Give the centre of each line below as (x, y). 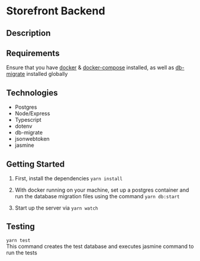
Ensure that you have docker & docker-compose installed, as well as (90, 67)
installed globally (47, 74)
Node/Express (33, 113)
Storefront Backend (56, 11)
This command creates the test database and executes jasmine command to (100, 246)
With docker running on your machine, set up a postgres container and (102, 190)
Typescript (28, 120)
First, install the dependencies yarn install (69, 179)
